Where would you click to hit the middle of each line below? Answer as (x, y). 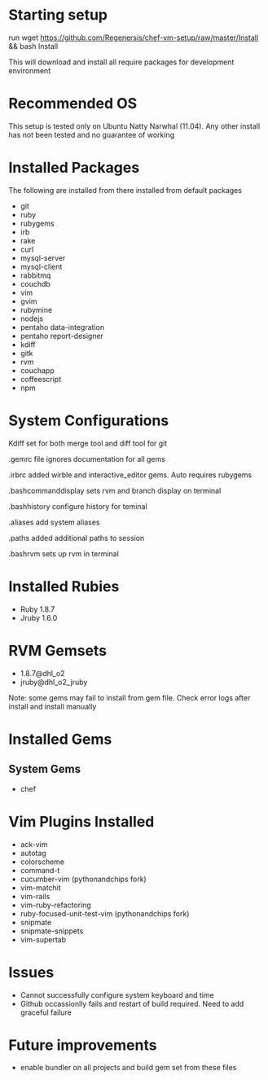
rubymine (36, 310)
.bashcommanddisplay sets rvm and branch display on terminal (115, 490)
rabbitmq (35, 275)
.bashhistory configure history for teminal (78, 506)
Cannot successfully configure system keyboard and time (117, 994)
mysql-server (43, 257)
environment (30, 70)
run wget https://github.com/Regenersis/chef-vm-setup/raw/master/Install (134, 37)
